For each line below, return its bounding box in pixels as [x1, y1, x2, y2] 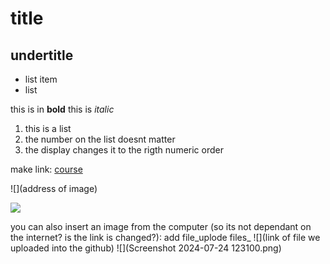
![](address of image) [10, 183, 98, 194]
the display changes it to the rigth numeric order [24, 144, 224, 156]
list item [24, 73, 58, 85]
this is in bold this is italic [10, 103, 115, 115]
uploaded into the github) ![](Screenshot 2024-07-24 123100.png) [10, 242, 282, 254]
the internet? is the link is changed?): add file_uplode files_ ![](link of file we [10, 232, 321, 243]
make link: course [10, 163, 83, 175]
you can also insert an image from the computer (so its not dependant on [10, 221, 312, 232]
